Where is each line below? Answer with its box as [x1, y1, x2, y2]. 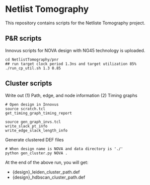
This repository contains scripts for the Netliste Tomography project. [5, 20, 146, 26]
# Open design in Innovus [5, 102, 59, 107]
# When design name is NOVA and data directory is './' [5, 146, 123, 151]
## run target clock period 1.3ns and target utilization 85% [5, 61, 137, 66]
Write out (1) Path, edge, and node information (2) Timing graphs [5, 92, 138, 98]
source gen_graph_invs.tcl [5, 119, 61, 124]
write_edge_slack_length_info [5, 128, 68, 133]
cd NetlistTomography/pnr [5, 57, 59, 62]
